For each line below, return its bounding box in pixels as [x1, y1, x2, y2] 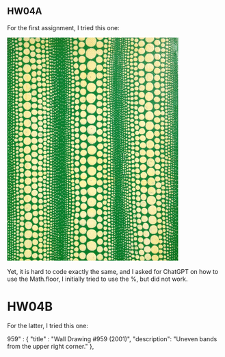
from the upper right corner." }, [7, 342, 94, 350]
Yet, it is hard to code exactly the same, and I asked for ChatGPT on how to [7, 267, 219, 275]
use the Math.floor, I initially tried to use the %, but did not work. [7, 275, 188, 283]
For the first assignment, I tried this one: [7, 23, 120, 32]
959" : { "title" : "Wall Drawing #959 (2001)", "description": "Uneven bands [7, 334, 217, 343]
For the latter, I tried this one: [7, 321, 89, 330]
